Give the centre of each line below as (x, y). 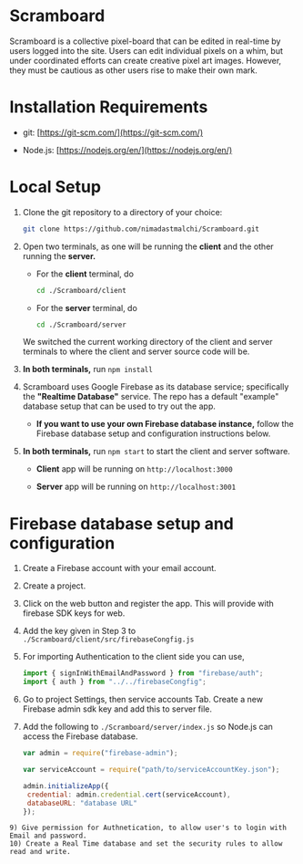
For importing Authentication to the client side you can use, (133, 657)
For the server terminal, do (87, 307)
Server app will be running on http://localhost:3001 (136, 487)
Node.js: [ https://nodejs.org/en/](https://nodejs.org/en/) (127, 150)
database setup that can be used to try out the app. (119, 406)
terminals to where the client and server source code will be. (136, 351)
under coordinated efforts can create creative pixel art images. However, (146, 60)
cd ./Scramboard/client (81, 290)
